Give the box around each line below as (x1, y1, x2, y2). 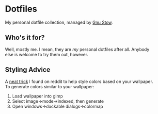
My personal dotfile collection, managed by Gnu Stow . (5, 19, 113, 25)
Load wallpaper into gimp (12, 93, 63, 99)
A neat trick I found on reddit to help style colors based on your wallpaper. (5, 79, 154, 84)
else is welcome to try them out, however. (5, 51, 89, 57)
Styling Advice (5, 65, 51, 74)
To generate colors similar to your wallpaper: (5, 83, 95, 89)
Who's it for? (5, 33, 45, 42)
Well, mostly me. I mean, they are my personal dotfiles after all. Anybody (5, 46, 150, 52)
